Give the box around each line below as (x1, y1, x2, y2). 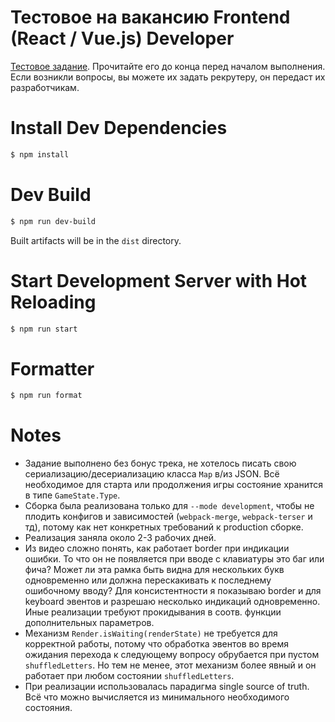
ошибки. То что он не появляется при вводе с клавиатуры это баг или (24, 553, 325, 565)
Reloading (10, 291, 97, 313)
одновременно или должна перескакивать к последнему (24, 574, 272, 586)
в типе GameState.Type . (24, 489, 121, 501)
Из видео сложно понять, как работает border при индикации (24, 542, 290, 555)
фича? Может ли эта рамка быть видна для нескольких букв (24, 564, 285, 576)
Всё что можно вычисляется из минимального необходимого (24, 691, 290, 703)
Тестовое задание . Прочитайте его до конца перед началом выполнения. (10, 60, 326, 72)
